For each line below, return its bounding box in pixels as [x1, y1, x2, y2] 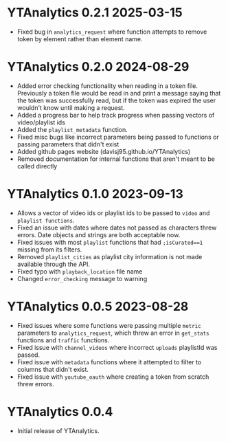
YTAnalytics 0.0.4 [7, 404, 113, 419]
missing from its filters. [16, 245, 82, 254]
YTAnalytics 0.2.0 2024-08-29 [7, 59, 190, 75]
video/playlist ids [16, 118, 65, 126]
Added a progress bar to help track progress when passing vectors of [16, 111, 215, 119]
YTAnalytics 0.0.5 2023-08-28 [7, 299, 189, 314]
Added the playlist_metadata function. [16, 125, 128, 133]
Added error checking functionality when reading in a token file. [16, 81, 198, 90]
